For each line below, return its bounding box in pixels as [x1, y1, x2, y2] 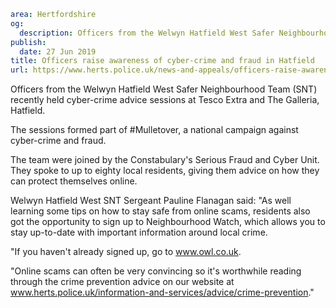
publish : [10, 37, 47, 47]
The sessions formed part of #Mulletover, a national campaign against [10, 124, 299, 136]
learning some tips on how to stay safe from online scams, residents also [10, 205, 311, 217]
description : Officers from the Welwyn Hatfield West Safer [19, 28, 275, 38]
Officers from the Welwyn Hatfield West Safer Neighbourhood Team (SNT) [10, 83, 318, 95]
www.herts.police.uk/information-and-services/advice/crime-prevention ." [10, 286, 315, 299]
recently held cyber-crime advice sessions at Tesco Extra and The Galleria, [10, 94, 320, 106]
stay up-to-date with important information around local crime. [10, 226, 268, 239]
